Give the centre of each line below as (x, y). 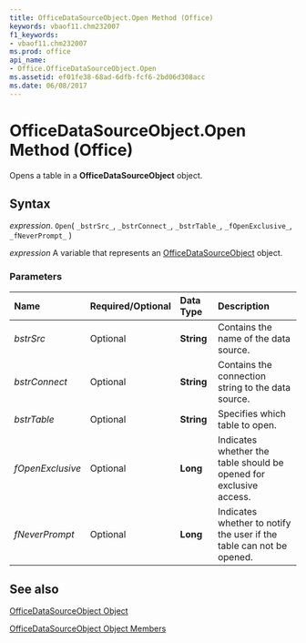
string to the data (254, 387)
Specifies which (252, 413)
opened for (241, 474)
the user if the (247, 534)
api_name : (28, 60)
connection (242, 376)
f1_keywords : (34, 35)
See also (34, 590)
